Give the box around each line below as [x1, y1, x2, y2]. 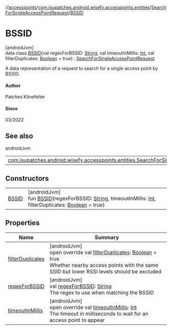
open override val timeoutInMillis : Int [49, 303, 137, 311]
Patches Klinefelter [5, 94, 46, 100]
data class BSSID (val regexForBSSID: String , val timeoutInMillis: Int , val [5, 50, 155, 56]
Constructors [5, 174, 49, 183]
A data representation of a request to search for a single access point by [5, 65, 158, 71]
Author [5, 82, 21, 88]
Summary [94, 233, 119, 241]
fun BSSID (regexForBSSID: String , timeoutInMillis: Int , [28, 195, 156, 202]
